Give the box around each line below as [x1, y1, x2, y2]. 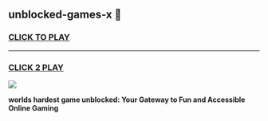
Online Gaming [8, 103, 59, 112]
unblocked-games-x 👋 [8, 8, 122, 21]
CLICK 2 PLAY [8, 61, 64, 72]
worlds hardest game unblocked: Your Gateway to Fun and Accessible [8, 95, 246, 104]
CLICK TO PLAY [8, 32, 70, 43]
